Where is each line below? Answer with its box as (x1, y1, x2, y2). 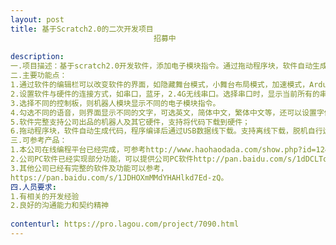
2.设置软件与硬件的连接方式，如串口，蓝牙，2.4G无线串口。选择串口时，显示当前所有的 (10, 89, 320, 99)
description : (10, 52, 65, 62)
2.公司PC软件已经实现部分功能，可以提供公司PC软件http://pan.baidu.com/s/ (10, 154, 297, 164)
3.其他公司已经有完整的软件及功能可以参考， (10, 163, 169, 173)
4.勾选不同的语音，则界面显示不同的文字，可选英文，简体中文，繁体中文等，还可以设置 (10, 107, 317, 118)
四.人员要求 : (10, 182, 57, 192)
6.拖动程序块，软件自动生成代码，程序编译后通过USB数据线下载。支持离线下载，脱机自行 (10, 126, 323, 136)
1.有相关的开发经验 (10, 191, 80, 201)
